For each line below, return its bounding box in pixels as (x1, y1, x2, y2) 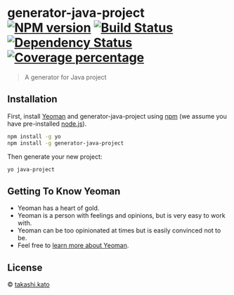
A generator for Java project (24, 72, 107, 81)
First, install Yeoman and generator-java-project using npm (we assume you (7, 112, 227, 120)
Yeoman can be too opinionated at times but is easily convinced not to (17, 226, 221, 235)
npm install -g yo (7, 133, 61, 140)
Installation (7, 93, 58, 105)
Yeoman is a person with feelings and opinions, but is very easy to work (17, 211, 226, 220)
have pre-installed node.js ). (7, 119, 87, 128)
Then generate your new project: (7, 152, 103, 161)
